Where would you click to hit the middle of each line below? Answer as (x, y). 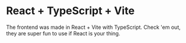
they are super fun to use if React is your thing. (63, 33)
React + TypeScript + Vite (70, 11)
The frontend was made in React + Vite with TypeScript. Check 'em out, (94, 27)
